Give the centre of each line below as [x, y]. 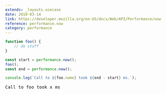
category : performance [29, 28]
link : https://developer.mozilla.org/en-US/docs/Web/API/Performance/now [83, 19]
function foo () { [23, 42]
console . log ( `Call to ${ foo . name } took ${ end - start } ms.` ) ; [71, 78]
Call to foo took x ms [33, 87]
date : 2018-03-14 [23, 14]
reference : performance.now [34, 23]
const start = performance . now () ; [41, 60]
